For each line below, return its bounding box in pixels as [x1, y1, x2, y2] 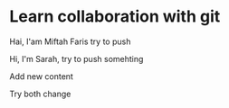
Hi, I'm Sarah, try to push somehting [9, 53, 144, 64]
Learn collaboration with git [9, 6, 221, 27]
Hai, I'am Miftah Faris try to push [9, 36, 131, 47]
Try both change [9, 88, 72, 99]
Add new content [9, 70, 74, 82]
